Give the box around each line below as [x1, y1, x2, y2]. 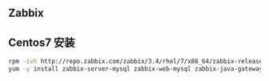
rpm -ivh [8, 58, 38, 66]
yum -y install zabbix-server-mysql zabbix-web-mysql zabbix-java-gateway [8, 65, 263, 73]
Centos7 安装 [8, 35, 75, 49]
